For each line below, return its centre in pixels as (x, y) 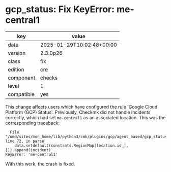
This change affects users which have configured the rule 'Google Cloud (81, 107)
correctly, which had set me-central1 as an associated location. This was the (85, 117)
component (22, 78)
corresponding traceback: (33, 123)
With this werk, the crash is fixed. (40, 164)
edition (16, 70)
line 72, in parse (25, 141)
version (17, 53)
